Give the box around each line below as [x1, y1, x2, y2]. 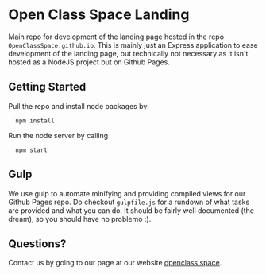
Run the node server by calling [8, 130, 109, 140]
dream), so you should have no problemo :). [8, 214, 152, 223]
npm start [15, 145, 48, 154]
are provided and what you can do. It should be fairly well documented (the [8, 205, 254, 215]
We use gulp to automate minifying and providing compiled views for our [8, 188, 246, 198]
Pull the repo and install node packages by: [8, 101, 149, 110]
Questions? [8, 237, 67, 250]
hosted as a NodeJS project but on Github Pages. [8, 57, 171, 67]
